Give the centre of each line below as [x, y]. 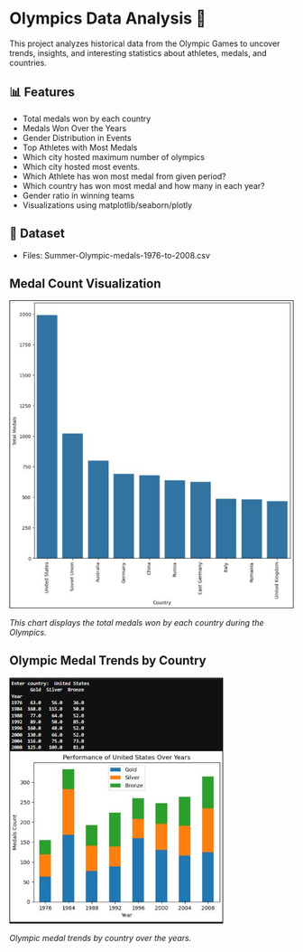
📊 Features [42, 93]
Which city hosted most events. [81, 166]
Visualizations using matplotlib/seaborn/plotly [107, 205]
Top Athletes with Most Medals [80, 147]
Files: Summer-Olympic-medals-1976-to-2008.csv [116, 255]
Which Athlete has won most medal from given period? [124, 176]
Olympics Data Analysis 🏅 [108, 19]
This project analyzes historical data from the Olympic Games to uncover [145, 43]
